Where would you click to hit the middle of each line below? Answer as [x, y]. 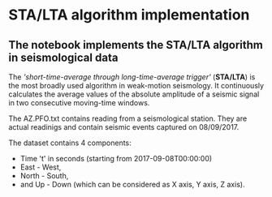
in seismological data [63, 57]
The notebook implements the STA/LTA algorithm [136, 45]
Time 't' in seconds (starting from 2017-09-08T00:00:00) [116, 158]
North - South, [44, 176]
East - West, [41, 167]
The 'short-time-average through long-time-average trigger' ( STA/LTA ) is [132, 77]
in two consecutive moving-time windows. [79, 103]
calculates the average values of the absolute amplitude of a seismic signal [134, 94]
